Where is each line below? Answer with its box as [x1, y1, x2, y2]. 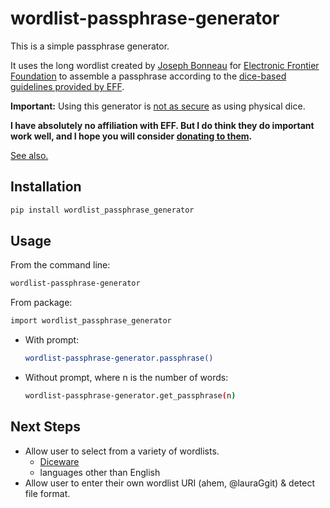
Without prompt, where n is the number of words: [24, 372, 229, 384]
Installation [10, 178, 82, 196]
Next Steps [10, 418, 81, 436]
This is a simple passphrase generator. [10, 40, 170, 52]
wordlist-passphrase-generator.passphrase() [24, 353, 214, 364]
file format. [24, 487, 71, 499]
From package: [10, 297, 73, 309]
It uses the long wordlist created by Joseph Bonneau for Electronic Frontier [10, 59, 320, 71]
